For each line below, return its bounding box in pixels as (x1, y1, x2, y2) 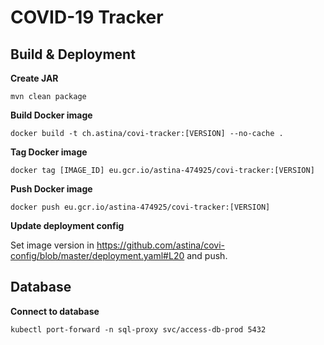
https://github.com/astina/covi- (96, 239, 226, 251)
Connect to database (10, 305, 100, 317)
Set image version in (10, 239, 95, 251)
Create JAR (10, 72, 59, 84)
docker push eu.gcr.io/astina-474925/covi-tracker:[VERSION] (10, 202, 271, 212)
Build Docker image (10, 109, 93, 121)
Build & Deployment (10, 46, 136, 63)
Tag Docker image (10, 146, 88, 158)
